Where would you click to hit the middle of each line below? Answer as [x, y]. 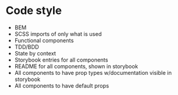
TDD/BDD [27, 47]
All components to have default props [62, 85]
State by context [35, 53]
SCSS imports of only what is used [58, 33]
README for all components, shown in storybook [76, 66]
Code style [34, 11]
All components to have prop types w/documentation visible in [93, 72]
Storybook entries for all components [61, 60]
